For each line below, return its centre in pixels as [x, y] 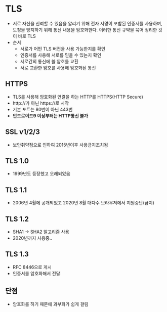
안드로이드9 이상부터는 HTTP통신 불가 [50, 116]
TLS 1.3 [17, 254]
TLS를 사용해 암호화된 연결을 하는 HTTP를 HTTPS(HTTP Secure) [78, 97]
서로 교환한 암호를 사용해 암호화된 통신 [58, 68]
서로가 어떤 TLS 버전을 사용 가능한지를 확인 [63, 49]
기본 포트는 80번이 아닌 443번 [43, 109]
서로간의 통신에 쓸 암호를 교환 [49, 61]
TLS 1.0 [17, 161]
